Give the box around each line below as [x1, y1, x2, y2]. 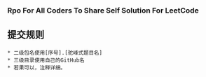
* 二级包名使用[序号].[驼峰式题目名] [7, 49, 103, 56]
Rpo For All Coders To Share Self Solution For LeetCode [7, 6, 200, 15]
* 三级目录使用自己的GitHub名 [7, 57, 85, 64]
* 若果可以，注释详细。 [7, 64, 67, 71]
